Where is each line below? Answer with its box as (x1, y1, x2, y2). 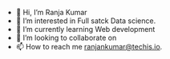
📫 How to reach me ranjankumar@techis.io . (15, 42, 163, 51)
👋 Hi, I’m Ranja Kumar (15, 8, 87, 17)
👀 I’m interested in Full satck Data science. (15, 16, 156, 26)
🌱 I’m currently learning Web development (15, 25, 156, 33)
